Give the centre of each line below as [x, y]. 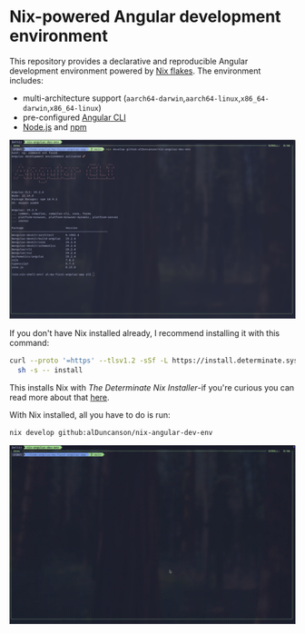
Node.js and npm [54, 127]
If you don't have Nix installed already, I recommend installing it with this [144, 332]
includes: [26, 80]
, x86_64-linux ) [74, 107]
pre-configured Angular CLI [74, 117]
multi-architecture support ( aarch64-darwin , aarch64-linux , [132, 98]
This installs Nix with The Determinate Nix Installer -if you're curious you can [152, 387]
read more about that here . [60, 397]
